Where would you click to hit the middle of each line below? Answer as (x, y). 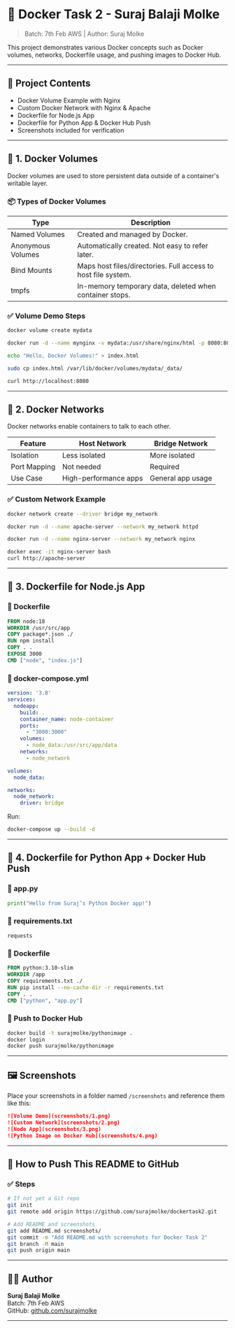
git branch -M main (36, 1244)
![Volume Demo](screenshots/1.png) (59, 1116)
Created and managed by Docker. (133, 234)
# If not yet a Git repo (43, 1199)
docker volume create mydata (50, 330)
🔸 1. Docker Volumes (52, 159)
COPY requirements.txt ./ (45, 981)
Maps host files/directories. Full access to (146, 266)
